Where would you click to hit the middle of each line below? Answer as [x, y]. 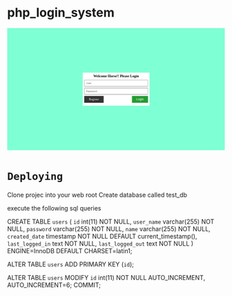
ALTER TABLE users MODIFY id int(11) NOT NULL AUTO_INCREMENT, [106, 277]
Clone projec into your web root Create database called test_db [97, 195]
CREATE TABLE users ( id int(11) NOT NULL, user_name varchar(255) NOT [111, 221]
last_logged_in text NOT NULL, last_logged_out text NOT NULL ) [100, 244]
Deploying [35, 177]
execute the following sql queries [54, 208]
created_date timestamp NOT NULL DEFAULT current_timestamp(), [102, 236]
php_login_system [61, 13]
